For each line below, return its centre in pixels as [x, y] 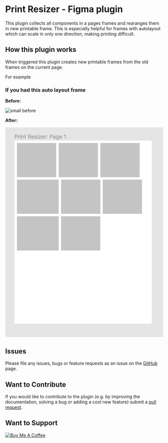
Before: [13, 101]
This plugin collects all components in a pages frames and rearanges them [82, 23]
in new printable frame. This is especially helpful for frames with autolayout [83, 28]
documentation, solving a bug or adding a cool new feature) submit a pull [81, 402]
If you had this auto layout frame [46, 90]
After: [12, 120]
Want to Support [31, 423]
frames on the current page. [34, 67]
